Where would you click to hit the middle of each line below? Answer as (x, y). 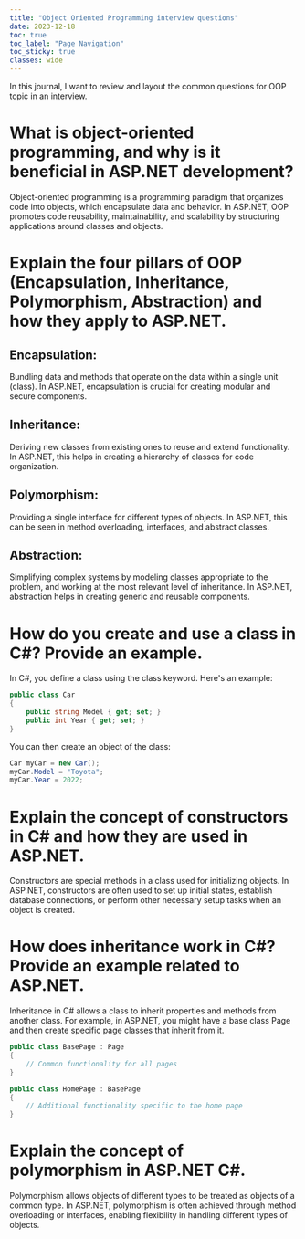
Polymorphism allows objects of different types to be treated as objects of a (152, 1196)
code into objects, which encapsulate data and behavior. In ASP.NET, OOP (149, 206)
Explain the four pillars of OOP (126, 263)
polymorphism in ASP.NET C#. (128, 1171)
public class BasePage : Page (67, 1047)
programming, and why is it (115, 152)
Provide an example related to (125, 966)
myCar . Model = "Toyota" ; (57, 772)
